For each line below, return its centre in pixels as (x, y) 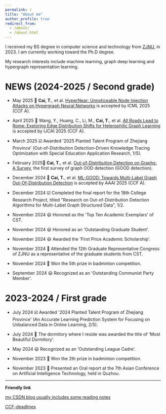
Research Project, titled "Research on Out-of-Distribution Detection (81, 200)
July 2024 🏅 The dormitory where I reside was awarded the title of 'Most (86, 334)
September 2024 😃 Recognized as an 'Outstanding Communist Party (83, 273)
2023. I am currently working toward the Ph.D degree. (60, 52)
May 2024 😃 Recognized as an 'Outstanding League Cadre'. (74, 349)
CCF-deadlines (21, 407)
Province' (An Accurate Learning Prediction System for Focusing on (81, 319)
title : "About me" (24, 14)
